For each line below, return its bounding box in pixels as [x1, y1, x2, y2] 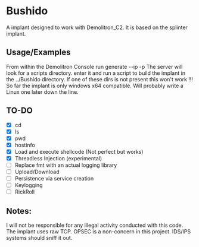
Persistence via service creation [14, 175, 94, 182]
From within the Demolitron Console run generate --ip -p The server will [6, 63, 183, 70]
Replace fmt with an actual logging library [14, 161, 117, 169]
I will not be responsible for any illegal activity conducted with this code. [6, 221, 184, 229]
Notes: [6, 206, 32, 216]
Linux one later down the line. [6, 88, 79, 96]
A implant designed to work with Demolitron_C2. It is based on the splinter [6, 24, 188, 31]
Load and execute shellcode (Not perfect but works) [14, 148, 144, 155]
